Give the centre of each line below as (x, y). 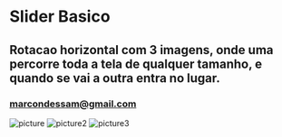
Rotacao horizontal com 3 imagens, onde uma (141, 50)
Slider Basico (60, 17)
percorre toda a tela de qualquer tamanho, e (136, 64)
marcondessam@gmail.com (73, 104)
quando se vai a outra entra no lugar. (115, 78)
